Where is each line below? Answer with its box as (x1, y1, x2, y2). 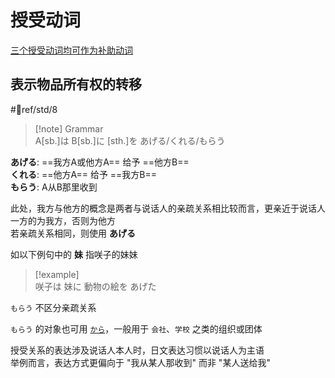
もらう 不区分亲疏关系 (10, 301, 97, 313)
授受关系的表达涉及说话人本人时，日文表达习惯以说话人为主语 (10, 344, 265, 356)
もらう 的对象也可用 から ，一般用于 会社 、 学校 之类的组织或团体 (10, 322, 263, 335)
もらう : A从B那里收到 (10, 181, 98, 193)
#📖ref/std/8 (10, 103, 58, 115)
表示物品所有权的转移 (10, 76, 142, 93)
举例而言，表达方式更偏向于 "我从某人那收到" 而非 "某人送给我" (10, 356, 271, 368)
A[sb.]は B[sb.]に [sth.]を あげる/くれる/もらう (34, 134, 226, 146)
